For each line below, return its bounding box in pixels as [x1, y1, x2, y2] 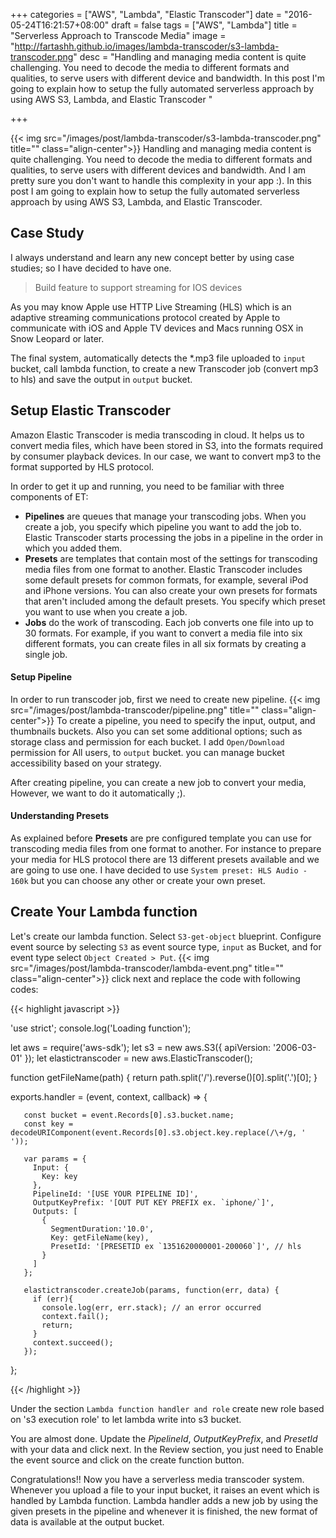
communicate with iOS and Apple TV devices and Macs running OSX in [10, 322, 304, 334]
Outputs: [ [32, 1206, 78, 1216]
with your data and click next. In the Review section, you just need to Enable [10, 1443, 324, 1455]
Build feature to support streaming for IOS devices [34, 281, 243, 293]
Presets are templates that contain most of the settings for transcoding [24, 552, 318, 564]
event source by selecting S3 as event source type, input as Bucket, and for [10, 940, 322, 953]
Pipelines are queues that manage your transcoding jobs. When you [24, 510, 307, 522]
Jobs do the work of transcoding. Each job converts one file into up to [24, 616, 314, 628]
